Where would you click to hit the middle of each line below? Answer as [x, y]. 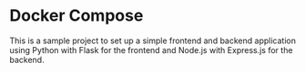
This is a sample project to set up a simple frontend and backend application [152, 40]
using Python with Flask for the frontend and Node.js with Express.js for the [151, 49]
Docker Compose [76, 16]
